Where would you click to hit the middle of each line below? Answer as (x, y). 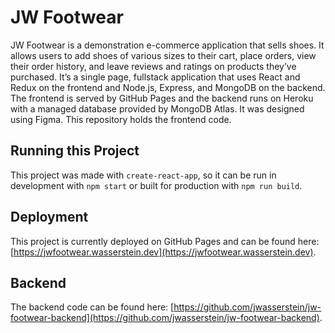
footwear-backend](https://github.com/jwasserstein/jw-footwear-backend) (165, 318)
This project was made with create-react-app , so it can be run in (143, 175)
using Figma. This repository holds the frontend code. (121, 119)
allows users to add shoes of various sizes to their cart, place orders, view (163, 55)
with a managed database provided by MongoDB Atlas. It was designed (157, 108)
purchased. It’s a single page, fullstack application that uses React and (155, 77)
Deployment (49, 217)
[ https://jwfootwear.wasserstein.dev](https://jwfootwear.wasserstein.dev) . (163, 252)
